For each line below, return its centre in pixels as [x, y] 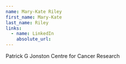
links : [14, 28]
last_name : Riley [27, 23]
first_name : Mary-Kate [34, 17]
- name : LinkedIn [33, 34]
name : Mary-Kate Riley [34, 12]
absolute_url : [34, 39]
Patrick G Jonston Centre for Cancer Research [63, 56]
